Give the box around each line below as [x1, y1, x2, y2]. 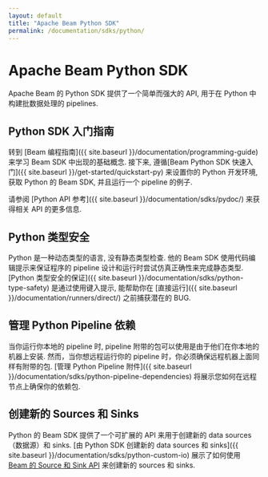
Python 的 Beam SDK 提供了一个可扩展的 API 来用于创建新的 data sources [8, 430, 252, 439]
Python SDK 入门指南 [8, 124, 114, 138]
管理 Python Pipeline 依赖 [8, 318, 136, 333]
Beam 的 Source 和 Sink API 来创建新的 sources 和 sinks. [8, 460, 196, 470]
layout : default [8, 11, 62, 20]
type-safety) [8, 282, 50, 293]
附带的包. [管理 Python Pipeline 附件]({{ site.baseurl [22, 362, 192, 371]
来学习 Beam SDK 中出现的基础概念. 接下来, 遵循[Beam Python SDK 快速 [8, 157, 246, 167]
